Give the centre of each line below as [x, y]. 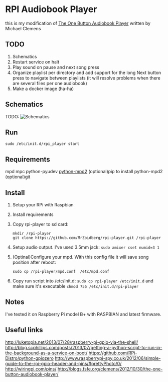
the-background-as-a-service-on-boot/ [46, 353]
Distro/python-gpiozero [30, 358]
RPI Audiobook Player [51, 9]
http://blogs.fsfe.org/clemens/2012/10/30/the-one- [110, 369]
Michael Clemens [23, 28]
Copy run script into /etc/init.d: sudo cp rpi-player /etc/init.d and [83, 281]
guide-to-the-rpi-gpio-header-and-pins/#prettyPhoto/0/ [63, 363]
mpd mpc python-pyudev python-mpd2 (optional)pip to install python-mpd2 [84, 172]
